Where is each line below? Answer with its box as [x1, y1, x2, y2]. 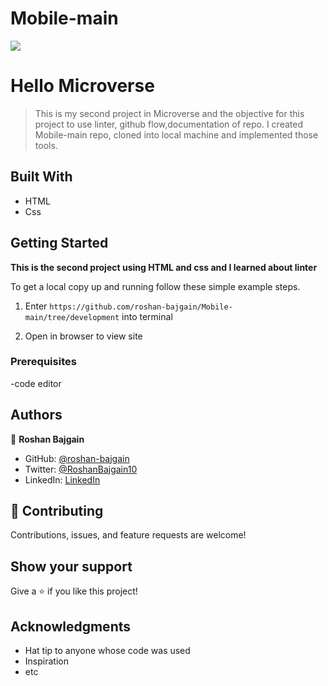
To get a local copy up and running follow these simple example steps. [10, 280, 301, 292]
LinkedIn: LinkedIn [24, 473, 101, 486]
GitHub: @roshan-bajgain [24, 452, 130, 464]
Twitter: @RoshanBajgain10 [24, 463, 138, 475]
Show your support [10, 558, 133, 575]
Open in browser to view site [24, 330, 143, 342]
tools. [34, 139, 58, 151]
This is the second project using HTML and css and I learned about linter [10, 261, 318, 273]
